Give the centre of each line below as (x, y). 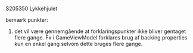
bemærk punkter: (27, 20)
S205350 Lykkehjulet (32, 9)
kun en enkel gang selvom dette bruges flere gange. (78, 44)
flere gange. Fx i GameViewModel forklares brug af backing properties (101, 37)
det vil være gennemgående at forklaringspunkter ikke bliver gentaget (100, 31)
